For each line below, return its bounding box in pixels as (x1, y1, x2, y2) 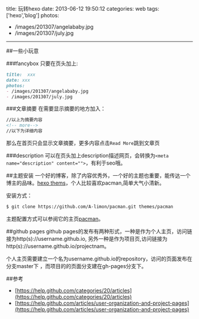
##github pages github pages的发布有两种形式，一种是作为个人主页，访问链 (6, 227, 192, 235)
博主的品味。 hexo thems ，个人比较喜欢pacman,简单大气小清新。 (6, 179, 165, 186)
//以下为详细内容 (6, 128, 43, 134)
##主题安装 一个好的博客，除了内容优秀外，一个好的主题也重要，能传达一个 (6, 172, 191, 179)
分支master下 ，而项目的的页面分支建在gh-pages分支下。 (6, 262, 147, 269)
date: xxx (6, 77, 31, 83)
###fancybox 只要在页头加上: (6, 60, 78, 67)
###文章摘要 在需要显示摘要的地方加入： (6, 105, 106, 112)
